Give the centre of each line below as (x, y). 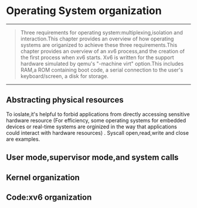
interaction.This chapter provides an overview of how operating (97, 39)
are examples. (23, 139)
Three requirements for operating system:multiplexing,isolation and (102, 32)
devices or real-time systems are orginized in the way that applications (91, 127)
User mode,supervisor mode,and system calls (92, 157)
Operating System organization (84, 11)
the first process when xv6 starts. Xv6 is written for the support (97, 57)
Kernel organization (43, 177)
